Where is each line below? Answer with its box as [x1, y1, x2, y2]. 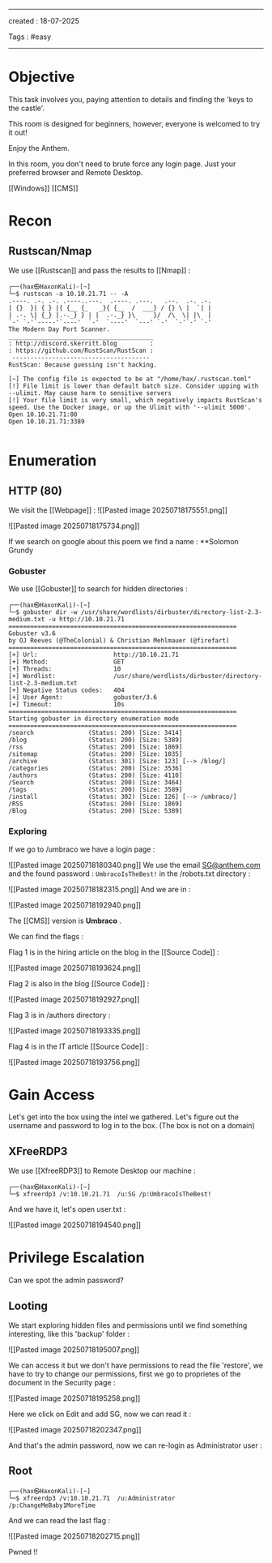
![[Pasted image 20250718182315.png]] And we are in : [8, 884, 191, 894]
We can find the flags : [8, 931, 84, 941]
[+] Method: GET [8, 658, 125, 666]
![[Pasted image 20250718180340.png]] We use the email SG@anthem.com [8, 860, 261, 870]
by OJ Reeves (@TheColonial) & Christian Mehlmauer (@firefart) [8, 637, 230, 645]
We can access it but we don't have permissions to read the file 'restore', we [8, 1360, 263, 1371]
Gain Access [8, 1085, 96, 1104]
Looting [8, 1299, 49, 1312]
